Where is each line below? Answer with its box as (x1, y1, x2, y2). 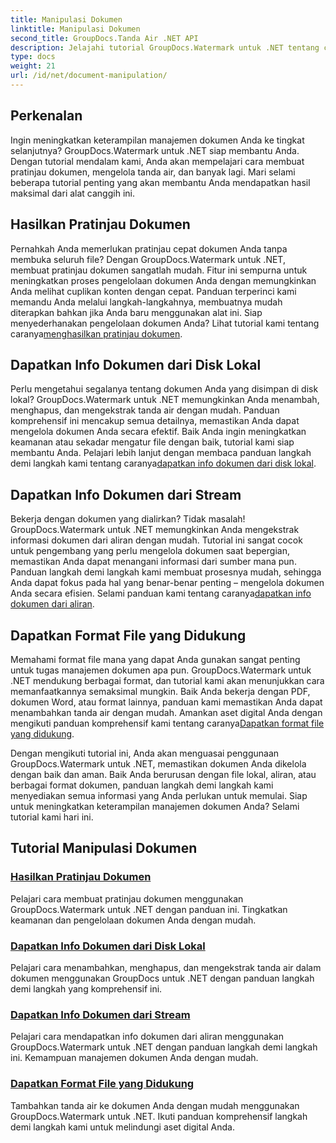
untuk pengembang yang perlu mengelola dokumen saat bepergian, (10, 545, 290, 557)
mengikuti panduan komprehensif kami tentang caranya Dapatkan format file (10, 717, 325, 729)
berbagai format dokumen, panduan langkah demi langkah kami (10, 779, 274, 791)
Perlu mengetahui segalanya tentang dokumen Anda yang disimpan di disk (10, 383, 319, 395)
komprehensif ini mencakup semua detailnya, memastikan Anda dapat (10, 415, 300, 427)
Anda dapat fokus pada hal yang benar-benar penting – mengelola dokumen (10, 577, 325, 589)
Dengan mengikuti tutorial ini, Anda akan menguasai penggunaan (10, 747, 280, 759)
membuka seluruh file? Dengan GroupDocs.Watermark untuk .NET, (10, 253, 286, 265)
